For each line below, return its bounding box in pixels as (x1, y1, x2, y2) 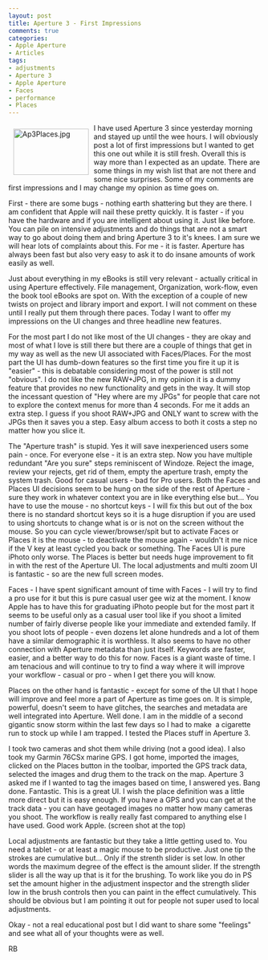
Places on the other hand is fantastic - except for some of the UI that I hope (8, 685, 258, 695)
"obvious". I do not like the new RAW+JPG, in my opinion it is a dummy (8, 375, 241, 384)
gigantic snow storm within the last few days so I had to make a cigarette (8, 720, 251, 730)
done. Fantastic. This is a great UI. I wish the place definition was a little (8, 787, 245, 796)
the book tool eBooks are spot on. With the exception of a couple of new (8, 291, 248, 301)
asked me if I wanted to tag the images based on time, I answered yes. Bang (8, 778, 261, 787)
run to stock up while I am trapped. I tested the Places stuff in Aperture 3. (8, 728, 251, 738)
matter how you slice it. (8, 426, 86, 436)
